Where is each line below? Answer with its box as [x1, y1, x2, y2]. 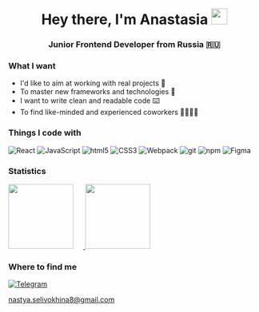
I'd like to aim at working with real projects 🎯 [19, 78, 166, 88]
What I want [8, 61, 56, 72]
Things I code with [8, 128, 82, 139]
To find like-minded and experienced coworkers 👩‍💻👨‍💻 [19, 108, 199, 117]
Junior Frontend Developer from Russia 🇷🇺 [48, 39, 221, 50]
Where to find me [8, 261, 78, 272]
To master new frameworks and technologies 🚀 [19, 87, 176, 97]
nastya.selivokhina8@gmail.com [8, 295, 115, 305]
